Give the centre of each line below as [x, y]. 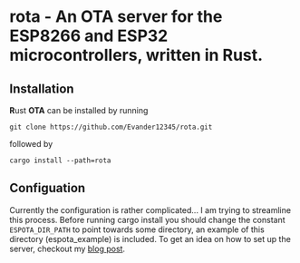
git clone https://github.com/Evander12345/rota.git [111, 127]
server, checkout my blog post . [67, 248]
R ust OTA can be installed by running [79, 110]
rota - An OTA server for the [116, 17]
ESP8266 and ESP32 [89, 36]
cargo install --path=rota [60, 161]
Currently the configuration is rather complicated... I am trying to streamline [150, 209]
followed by [31, 144]
